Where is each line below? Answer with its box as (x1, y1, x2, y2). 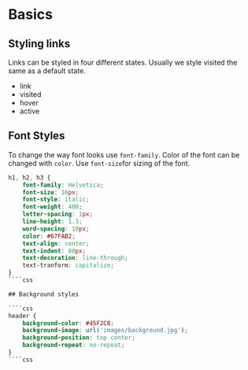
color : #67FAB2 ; (22, 232, 76, 240)
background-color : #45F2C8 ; (22, 319, 114, 327)
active (19, 106, 40, 116)
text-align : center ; (22, 239, 90, 247)
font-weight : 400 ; (22, 203, 83, 211)
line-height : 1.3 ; (22, 218, 83, 226)
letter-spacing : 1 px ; (22, 210, 93, 218)
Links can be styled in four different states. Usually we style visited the (8, 57, 238, 67)
